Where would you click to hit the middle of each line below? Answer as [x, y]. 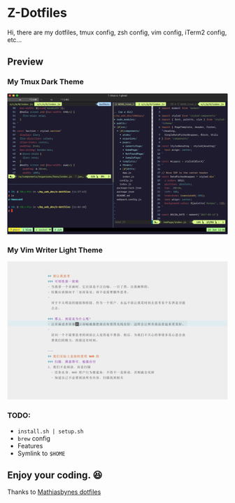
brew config [34, 438]
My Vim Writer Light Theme [55, 250]
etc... [15, 39]
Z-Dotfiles [37, 13]
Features [30, 445]
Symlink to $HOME [41, 453]
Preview [26, 62]
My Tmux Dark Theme [45, 82]
